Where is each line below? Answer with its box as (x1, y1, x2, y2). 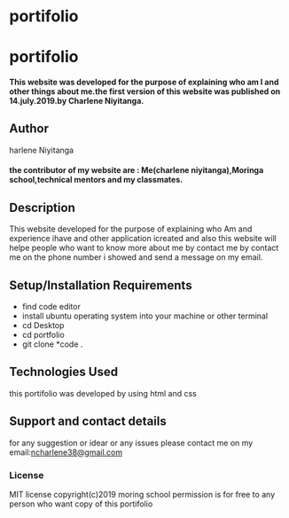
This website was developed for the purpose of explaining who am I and (9, 76, 279, 87)
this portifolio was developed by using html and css (9, 388, 198, 398)
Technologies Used (9, 365, 118, 380)
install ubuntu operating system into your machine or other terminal (21, 310, 269, 321)
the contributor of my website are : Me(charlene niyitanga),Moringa (9, 165, 264, 176)
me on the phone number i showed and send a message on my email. (9, 252, 263, 263)
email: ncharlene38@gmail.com (9, 446, 123, 458)
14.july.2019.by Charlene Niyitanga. (9, 95, 144, 106)
